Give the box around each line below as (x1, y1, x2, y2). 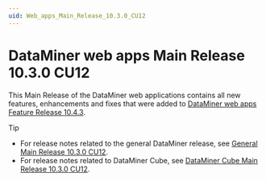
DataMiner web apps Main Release (8, 46, 246, 64)
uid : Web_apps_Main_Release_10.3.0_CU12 (8, 11, 147, 20)
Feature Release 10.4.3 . (8, 107, 86, 117)
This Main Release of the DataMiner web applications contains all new (8, 90, 241, 100)
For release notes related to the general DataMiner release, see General (19, 138, 258, 148)
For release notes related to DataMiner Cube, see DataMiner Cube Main (19, 155, 258, 165)
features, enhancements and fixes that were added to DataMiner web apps (8, 98, 257, 109)
